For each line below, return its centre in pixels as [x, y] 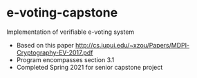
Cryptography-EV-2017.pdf [55, 52]
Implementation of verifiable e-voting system [71, 32]
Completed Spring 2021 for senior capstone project [90, 67]
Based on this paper [45, 45]
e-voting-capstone [62, 13]
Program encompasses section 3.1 [65, 59]
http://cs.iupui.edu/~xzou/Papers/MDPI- [132, 45]
